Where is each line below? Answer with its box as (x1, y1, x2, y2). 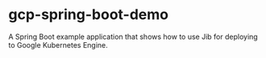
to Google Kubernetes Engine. (8, 40, 109, 49)
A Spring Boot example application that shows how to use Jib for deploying (8, 32, 258, 41)
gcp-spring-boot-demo (8, 6, 169, 24)
